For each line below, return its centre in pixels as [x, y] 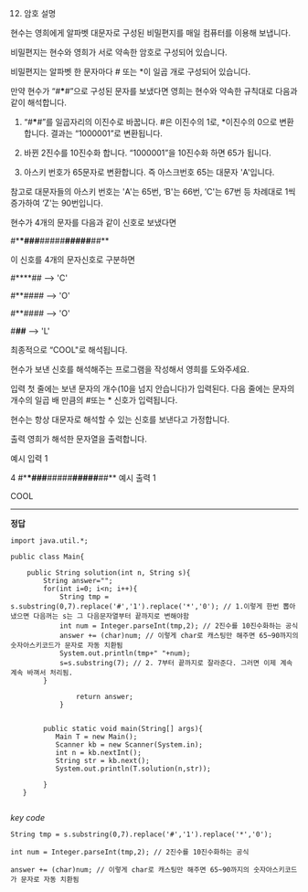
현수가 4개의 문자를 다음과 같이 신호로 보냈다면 [94, 223]
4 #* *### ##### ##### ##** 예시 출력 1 [83, 478]
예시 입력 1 [29, 458]
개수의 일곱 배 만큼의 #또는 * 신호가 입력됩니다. [94, 400]
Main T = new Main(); [96, 737]
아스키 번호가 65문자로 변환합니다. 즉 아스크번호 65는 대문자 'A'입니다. [149, 172]
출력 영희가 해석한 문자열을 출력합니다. [79, 439]
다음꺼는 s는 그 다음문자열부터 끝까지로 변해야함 [111, 616]
